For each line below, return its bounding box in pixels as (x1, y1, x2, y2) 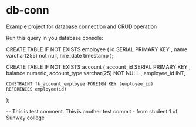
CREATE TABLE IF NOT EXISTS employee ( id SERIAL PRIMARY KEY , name (6, 45, 188, 53)
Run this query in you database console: (6, 34, 104, 41)
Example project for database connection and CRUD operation (6, 23, 157, 30)
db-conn (6, 4, 49, 17)
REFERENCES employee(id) (6, 86, 67, 92)
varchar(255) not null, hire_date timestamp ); (6, 52, 114, 59)
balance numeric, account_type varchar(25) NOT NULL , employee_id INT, (6, 69, 186, 76)
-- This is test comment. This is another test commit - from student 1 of (6, 108, 178, 115)
